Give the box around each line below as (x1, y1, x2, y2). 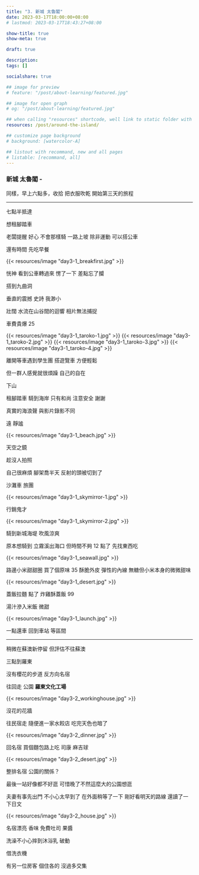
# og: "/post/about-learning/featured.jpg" (6, 106, 115, 112)
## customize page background (6, 133, 81, 139)
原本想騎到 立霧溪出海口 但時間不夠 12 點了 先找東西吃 (6, 542, 138, 549)
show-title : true (6, 30, 49, 36)
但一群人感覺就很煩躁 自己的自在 (6, 369, 86, 376)
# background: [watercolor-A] (6, 138, 81, 144)
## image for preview (6, 84, 60, 90)
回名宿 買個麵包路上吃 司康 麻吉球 (6, 743, 89, 751)
